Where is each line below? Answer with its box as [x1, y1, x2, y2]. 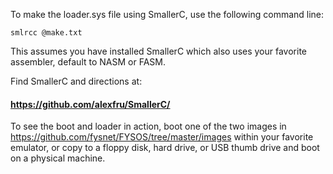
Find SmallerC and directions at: [10, 75, 143, 87]
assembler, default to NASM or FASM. [10, 56, 166, 68]
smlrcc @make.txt [10, 28, 83, 38]
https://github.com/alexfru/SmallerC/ [10, 98, 171, 110]
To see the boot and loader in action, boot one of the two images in [10, 120, 287, 133]
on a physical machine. [10, 152, 106, 164]
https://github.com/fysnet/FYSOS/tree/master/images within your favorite [10, 131, 314, 143]
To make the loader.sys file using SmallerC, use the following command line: [10, 9, 325, 20]
